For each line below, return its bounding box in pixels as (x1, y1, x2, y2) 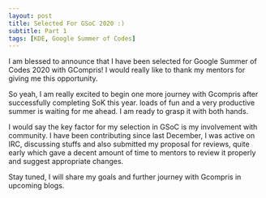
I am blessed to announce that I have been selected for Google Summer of (8, 57, 257, 66)
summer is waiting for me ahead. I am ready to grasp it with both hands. (8, 107, 249, 116)
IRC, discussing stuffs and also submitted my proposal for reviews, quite (8, 139, 250, 150)
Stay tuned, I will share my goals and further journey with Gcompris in (8, 172, 242, 182)
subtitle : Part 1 (8, 27, 67, 35)
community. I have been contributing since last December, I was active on (8, 131, 255, 141)
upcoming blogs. (8, 181, 65, 191)
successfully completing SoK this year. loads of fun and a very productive (8, 98, 255, 107)
